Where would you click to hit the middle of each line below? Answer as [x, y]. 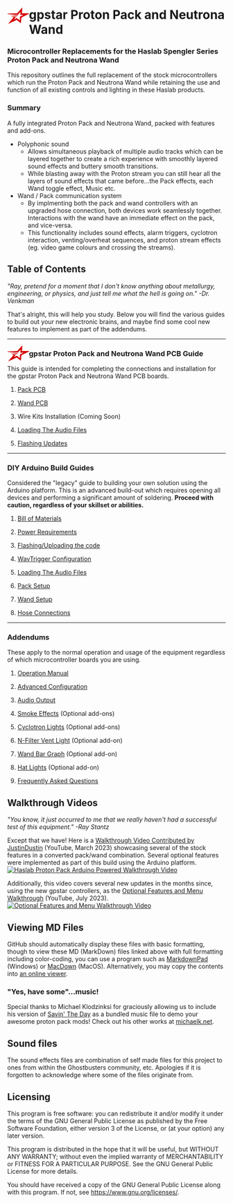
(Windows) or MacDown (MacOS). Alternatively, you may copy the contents [115, 967]
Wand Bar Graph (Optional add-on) [67, 754]
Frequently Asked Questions [58, 781]
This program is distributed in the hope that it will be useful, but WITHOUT [113, 1149]
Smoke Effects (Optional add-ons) [66, 714]
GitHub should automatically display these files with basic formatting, [106, 944]
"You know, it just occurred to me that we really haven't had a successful [112, 819]
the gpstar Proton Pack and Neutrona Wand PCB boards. [88, 376]
